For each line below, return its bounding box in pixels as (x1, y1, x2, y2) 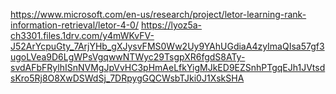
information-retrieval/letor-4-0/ (10, 19, 139, 31)
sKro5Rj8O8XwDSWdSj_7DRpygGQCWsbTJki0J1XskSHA (10, 72, 245, 84)
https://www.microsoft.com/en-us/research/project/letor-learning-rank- (10, 9, 307, 20)
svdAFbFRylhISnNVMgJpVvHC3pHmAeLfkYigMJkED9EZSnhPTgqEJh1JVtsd (10, 62, 326, 73)
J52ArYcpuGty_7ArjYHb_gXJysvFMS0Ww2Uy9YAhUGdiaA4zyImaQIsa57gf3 (10, 40, 325, 52)
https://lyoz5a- (140, 19, 203, 31)
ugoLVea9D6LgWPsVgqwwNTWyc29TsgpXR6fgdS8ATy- (10, 51, 246, 63)
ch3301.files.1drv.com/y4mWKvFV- (10, 30, 155, 41)
